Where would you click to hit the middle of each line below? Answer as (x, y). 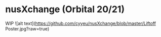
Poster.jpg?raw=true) (27, 28)
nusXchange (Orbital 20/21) (65, 9)
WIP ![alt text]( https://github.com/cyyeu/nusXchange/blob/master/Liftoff (80, 23)
